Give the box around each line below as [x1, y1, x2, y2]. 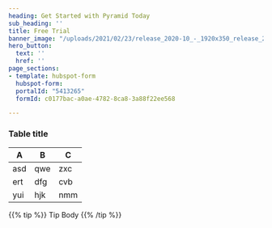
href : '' [15, 57, 45, 65]
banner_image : [8, 34, 57, 43]
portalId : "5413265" [15, 87, 85, 95]
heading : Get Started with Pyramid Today [8, 11, 151, 20]
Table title [8, 129, 49, 140]
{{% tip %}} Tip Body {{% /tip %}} [8, 209, 122, 219]
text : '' [15, 49, 45, 57]
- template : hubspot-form [8, 72, 96, 80]
